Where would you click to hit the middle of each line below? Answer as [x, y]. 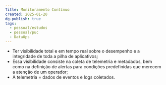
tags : [11, 23]
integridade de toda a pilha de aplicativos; [55, 56]
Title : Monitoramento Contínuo [37, 10]
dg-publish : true [23, 19]
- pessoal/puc [24, 32]
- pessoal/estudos [29, 28]
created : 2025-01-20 [27, 14]
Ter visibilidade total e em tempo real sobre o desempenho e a [76, 51]
